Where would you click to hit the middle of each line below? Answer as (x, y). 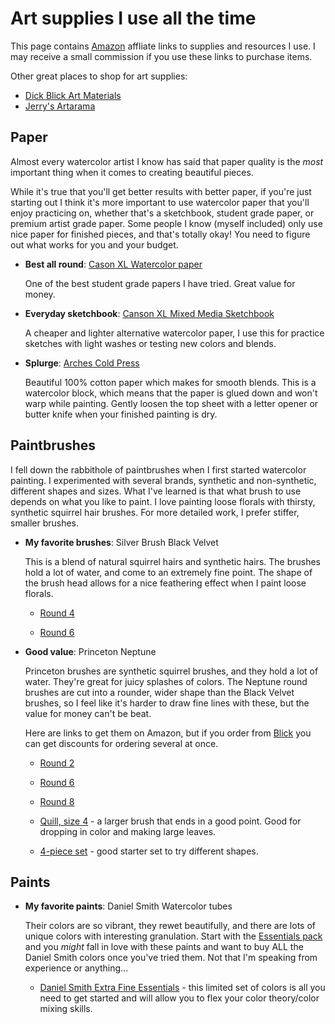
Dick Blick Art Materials (73, 95)
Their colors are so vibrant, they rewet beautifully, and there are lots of (170, 926)
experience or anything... (76, 968)
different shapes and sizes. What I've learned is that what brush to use (156, 491)
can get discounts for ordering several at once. (121, 743)
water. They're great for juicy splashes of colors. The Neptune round (166, 681)
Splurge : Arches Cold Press (82, 363)
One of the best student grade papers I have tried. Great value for (160, 283)
